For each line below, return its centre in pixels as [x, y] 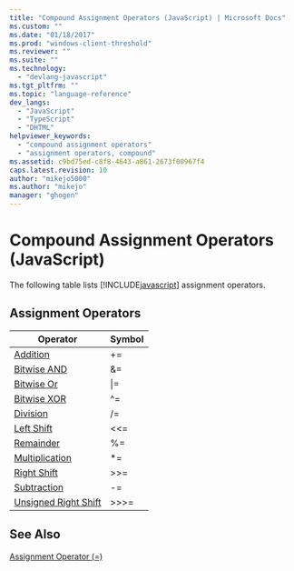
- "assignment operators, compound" [87, 153]
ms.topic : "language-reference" [70, 94]
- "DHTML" [36, 128]
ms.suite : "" [34, 60]
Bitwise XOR [40, 398]
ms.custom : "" [36, 26]
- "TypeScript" [46, 119]
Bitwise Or [36, 384]
